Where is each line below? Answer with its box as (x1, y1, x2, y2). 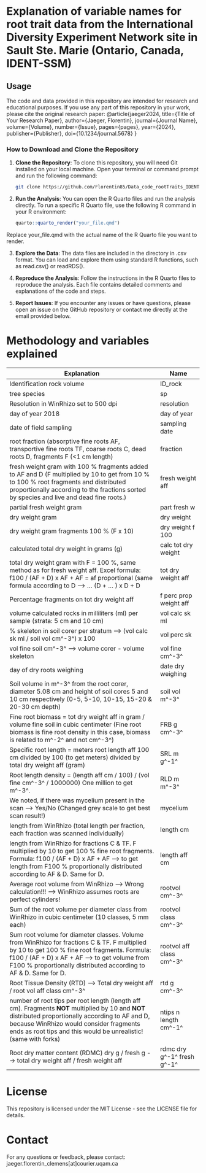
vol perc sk (160, 630, 192, 639)
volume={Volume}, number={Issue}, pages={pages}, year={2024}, (6, 123, 176, 130)
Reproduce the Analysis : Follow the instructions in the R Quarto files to (15, 274, 196, 282)
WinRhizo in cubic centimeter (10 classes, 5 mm (9, 913, 149, 921)
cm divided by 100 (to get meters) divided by (9, 753, 140, 762)
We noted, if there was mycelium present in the (9, 796, 145, 805)
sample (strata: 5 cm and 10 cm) (9, 616, 104, 625)
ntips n (160, 1008, 180, 1016)
